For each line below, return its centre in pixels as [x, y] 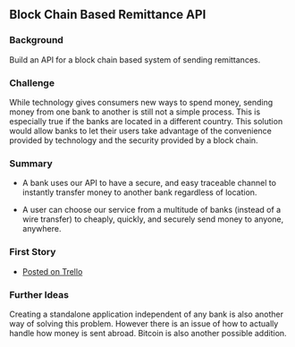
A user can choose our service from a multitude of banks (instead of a [152, 210]
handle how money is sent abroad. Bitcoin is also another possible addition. [148, 333]
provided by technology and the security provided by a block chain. [134, 140]
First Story [33, 252]
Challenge [32, 82]
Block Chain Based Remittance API [108, 15]
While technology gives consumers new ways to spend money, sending [141, 102]
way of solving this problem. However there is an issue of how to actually [144, 323]
